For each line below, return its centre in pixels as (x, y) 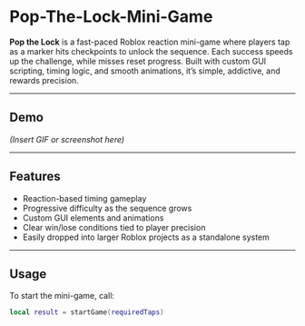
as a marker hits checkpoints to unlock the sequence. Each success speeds (151, 51)
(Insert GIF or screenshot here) (67, 139)
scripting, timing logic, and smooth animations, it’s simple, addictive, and (145, 71)
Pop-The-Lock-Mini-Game (111, 17)
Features (35, 177)
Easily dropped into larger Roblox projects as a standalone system (146, 237)
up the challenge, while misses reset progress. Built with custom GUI (138, 61)
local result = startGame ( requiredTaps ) (87, 312)
